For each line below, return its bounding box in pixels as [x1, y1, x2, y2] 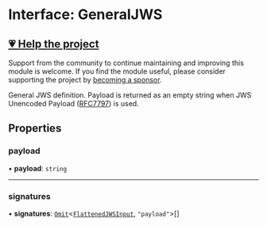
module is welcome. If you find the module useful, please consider [8, 67, 226, 76]
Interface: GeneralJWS [8, 6, 163, 24]
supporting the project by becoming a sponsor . [8, 75, 162, 84]
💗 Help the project [8, 37, 99, 51]
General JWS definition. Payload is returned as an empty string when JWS [8, 90, 252, 100]
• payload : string [8, 163, 68, 173]
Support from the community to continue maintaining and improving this [8, 58, 245, 67]
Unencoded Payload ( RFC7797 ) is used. [8, 99, 139, 108]
